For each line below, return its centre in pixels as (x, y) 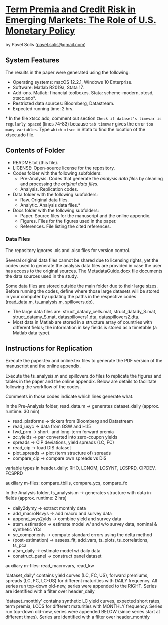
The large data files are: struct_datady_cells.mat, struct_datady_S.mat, (85, 311)
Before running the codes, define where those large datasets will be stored (82, 291)
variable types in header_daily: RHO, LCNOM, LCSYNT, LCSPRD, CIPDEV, (81, 468)
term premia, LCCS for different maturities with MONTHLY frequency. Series (84, 606)
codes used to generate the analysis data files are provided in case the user (83, 265)
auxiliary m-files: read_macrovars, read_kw (50, 565)
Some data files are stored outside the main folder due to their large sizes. (81, 286)
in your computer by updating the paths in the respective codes (71, 296)
